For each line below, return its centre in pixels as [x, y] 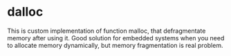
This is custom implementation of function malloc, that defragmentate [107, 31]
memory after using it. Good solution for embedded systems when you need [116, 38]
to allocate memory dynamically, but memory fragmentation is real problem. [115, 45]
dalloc [25, 12]
